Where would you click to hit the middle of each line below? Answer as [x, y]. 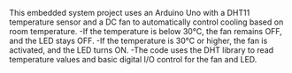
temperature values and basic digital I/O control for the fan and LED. [133, 59]
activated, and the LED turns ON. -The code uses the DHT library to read [142, 50]
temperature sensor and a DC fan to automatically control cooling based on [146, 22]
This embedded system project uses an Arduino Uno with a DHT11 [130, 13]
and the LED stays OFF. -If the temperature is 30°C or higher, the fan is [138, 40]
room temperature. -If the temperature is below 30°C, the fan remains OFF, [146, 31]
